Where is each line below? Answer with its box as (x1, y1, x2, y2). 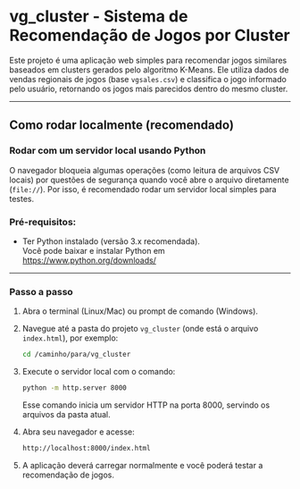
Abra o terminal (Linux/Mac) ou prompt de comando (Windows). (21, 306, 259, 316)
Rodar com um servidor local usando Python (9, 145, 206, 157)
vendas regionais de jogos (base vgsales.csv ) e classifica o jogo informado (9, 73, 287, 84)
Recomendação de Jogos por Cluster (9, 25, 290, 46)
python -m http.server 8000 (21, 384, 127, 392)
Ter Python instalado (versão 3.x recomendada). (21, 235, 201, 247)
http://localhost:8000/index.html (21, 443, 151, 452)
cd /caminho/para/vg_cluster (21, 350, 131, 359)
